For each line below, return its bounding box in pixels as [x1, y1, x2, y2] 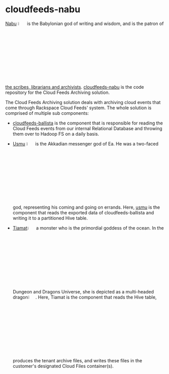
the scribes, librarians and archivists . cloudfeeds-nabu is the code [5, 84, 144, 90]
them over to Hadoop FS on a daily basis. [12, 131, 99, 137]
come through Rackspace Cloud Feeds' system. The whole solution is [5, 105, 152, 111]
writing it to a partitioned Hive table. [12, 215, 88, 221]
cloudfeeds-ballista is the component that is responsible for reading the [12, 120, 163, 126]
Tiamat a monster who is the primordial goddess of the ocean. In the [12, 225, 164, 231]
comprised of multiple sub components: [5, 110, 89, 116]
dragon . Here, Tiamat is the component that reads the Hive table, [12, 294, 157, 300]
